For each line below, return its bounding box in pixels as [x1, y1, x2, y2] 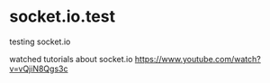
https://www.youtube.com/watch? [134, 53, 261, 64]
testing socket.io [9, 36, 71, 47]
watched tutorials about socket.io [9, 53, 133, 64]
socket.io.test [9, 6, 115, 27]
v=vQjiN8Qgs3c [9, 63, 68, 74]
